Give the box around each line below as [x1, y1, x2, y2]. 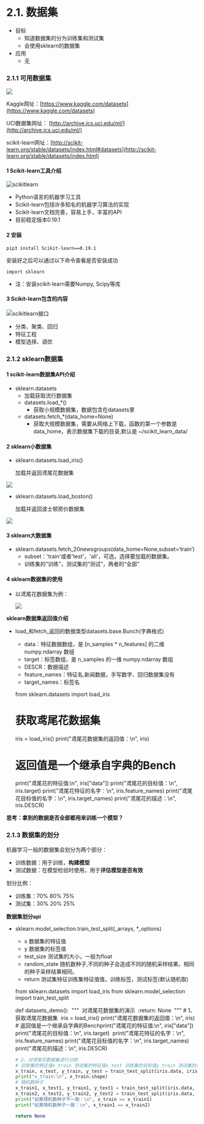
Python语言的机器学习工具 [15, 193, 81, 201]
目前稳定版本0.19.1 [15, 216, 61, 224]
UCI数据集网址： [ [6, 120, 52, 127]
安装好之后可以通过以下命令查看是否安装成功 [6, 257, 118, 264]
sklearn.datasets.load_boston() [15, 493, 93, 500]
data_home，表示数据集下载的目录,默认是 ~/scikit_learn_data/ [33, 427, 188, 435]
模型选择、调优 [15, 338, 53, 345]
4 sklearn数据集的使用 [6, 575, 63, 582]
